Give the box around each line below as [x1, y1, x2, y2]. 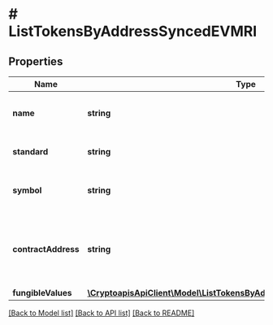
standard [12, 146, 49, 157]
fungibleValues [12, 288, 72, 298]
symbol [12, 184, 42, 196]
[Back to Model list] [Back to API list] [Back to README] [8, 308, 195, 318]
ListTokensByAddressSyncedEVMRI [8, 22, 258, 41]
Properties [8, 54, 63, 68]
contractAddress [12, 244, 80, 254]
